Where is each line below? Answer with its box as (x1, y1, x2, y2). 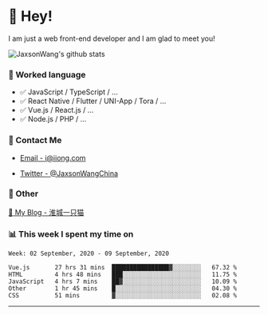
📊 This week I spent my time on (8, 228, 134, 239)
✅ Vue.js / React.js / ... (19, 106, 94, 115)
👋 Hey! (8, 7, 53, 26)
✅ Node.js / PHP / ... (19, 114, 87, 124)
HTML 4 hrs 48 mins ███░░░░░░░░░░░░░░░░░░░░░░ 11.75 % (8, 271, 238, 279)
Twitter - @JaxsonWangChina (19, 168, 118, 178)
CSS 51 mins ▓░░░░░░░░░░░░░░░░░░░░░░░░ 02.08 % (8, 292, 238, 300)
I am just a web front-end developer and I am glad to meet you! (8, 34, 215, 43)
